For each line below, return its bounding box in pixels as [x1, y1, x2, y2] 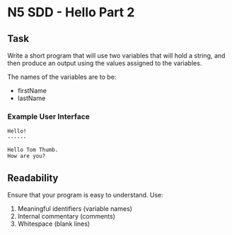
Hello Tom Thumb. [7, 146, 59, 153]
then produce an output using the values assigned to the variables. [7, 59, 202, 67]
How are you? [7, 153, 46, 160]
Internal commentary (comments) [17, 212, 115, 221]
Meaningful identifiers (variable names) [17, 204, 133, 213]
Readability [7, 172, 59, 184]
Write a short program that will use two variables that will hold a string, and [7, 51, 226, 60]
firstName [17, 87, 47, 94]
